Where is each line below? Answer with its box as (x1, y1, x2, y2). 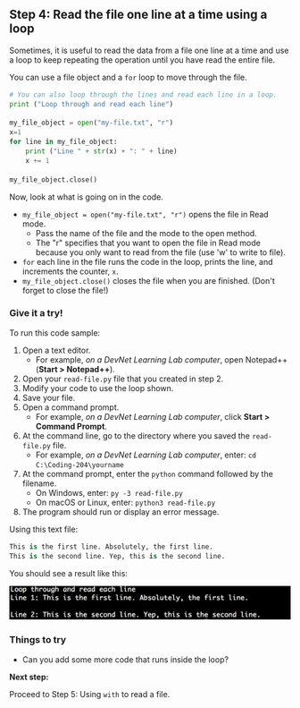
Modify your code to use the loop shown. (21, 382, 174, 393)
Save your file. (21, 392, 76, 403)
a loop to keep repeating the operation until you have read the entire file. (9, 54, 276, 65)
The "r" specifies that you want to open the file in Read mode (35, 237, 261, 248)
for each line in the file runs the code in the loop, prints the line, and (21, 256, 274, 267)
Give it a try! (9, 307, 63, 320)
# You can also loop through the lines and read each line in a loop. (9, 90, 278, 99)
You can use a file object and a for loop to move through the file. (9, 72, 247, 82)
